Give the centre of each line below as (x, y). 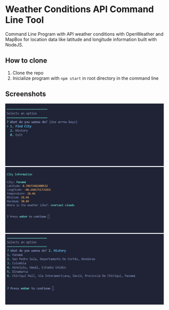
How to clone (26, 61)
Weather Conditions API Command (80, 9)
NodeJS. (14, 44)
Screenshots (26, 94)
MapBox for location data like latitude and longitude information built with (81, 39)
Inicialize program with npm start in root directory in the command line (86, 78)
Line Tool (25, 20)
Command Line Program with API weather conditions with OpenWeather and (84, 34)
